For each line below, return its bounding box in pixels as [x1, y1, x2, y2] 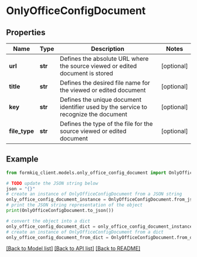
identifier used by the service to [59, 103, 148, 111]
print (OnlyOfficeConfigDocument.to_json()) [6, 208, 114, 214]
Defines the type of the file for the [59, 120, 154, 128]
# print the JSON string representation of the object [6, 202, 143, 208]
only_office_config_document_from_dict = [6, 234, 109, 241]
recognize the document [59, 110, 128, 118]
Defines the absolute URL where [59, 54, 149, 63]
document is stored [59, 69, 113, 77]
